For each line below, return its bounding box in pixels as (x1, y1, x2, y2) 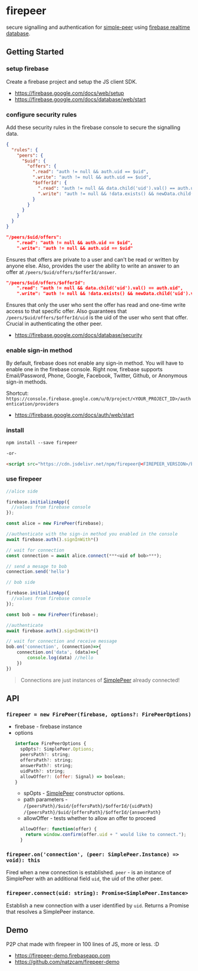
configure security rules (6, 110, 77, 118)
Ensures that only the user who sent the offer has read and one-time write (6, 302, 186, 309)
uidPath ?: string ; (20, 768, 65, 774)
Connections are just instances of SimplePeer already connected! (20, 676, 180, 683)
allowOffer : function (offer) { (20, 826, 97, 832)
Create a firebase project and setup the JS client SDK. (6, 78, 137, 85)
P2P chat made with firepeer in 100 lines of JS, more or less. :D (6, 941, 160, 948)
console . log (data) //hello (27, 655, 94, 661)
